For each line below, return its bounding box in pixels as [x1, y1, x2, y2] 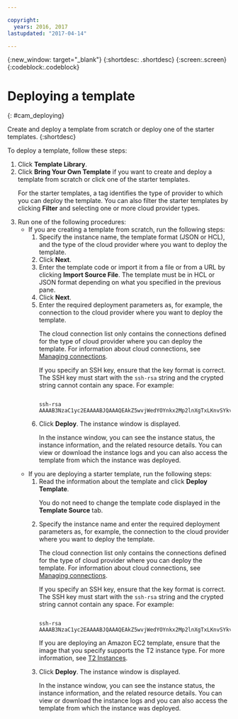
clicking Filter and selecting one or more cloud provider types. [17, 204, 200, 213]
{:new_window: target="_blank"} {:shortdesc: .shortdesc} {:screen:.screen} [7, 55, 227, 64]
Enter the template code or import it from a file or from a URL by [38, 263, 225, 272]
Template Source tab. [38, 506, 103, 515]
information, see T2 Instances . [38, 654, 128, 662]
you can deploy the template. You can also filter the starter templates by [17, 197, 229, 205]
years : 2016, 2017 [13, 23, 69, 31]
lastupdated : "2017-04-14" [7, 30, 87, 37]
